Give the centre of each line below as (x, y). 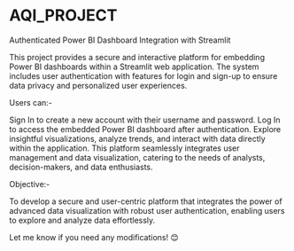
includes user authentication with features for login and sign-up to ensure (143, 75)
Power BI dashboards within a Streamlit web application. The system (134, 67)
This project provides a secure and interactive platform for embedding (137, 57)
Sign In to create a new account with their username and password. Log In (145, 120)
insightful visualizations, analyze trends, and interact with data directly (137, 138)
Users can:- (31, 102)
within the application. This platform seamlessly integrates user (125, 148)
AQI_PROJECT (63, 16)
